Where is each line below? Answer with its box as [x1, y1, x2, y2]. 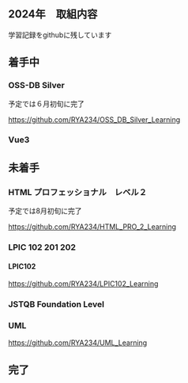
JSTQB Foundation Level [8, 299, 105, 310]
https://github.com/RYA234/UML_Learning [8, 338, 148, 347]
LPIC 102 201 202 [8, 242, 77, 253]
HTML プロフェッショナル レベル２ [8, 186, 148, 197]
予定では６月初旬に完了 [8, 98, 85, 109]
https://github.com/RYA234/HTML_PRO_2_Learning [8, 222, 176, 232]
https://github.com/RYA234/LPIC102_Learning [8, 279, 159, 289]
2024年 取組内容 [8, 7, 98, 21]
